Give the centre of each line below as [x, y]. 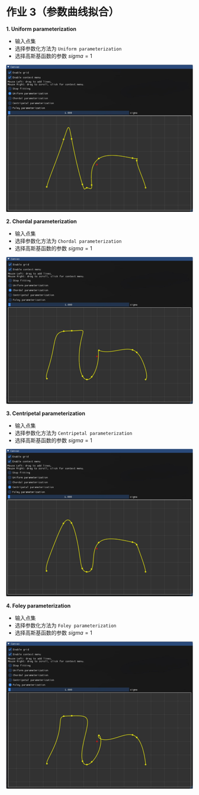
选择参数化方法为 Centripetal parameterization [73, 433]
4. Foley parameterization [38, 606]
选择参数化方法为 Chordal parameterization [68, 241]
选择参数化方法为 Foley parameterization [65, 625]
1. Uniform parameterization [41, 29]
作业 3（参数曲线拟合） [63, 12]
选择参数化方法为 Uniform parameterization [68, 49]
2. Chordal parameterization [41, 221]
